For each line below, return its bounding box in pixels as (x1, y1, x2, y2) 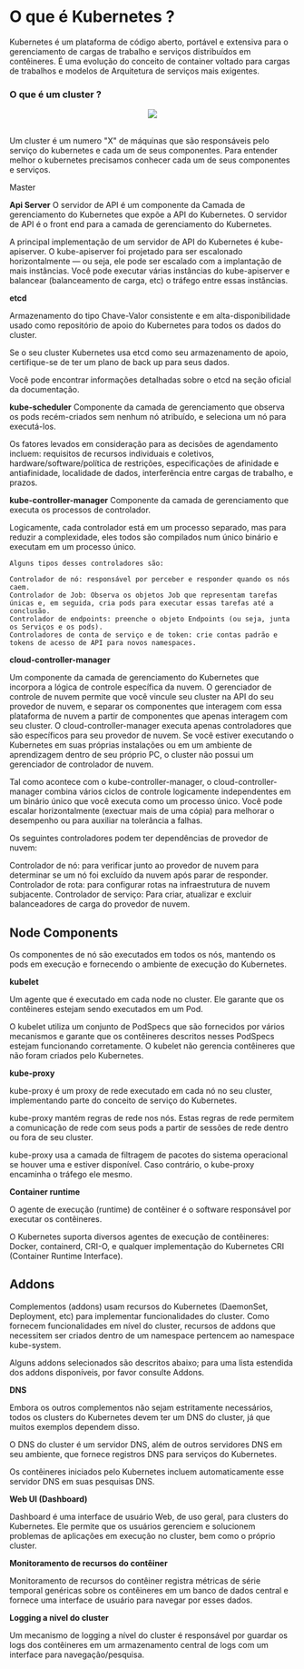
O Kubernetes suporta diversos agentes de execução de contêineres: (9, 1231, 270, 1242)
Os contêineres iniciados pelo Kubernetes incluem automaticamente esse (9, 1465, 284, 1477)
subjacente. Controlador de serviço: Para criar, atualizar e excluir (9, 889, 252, 900)
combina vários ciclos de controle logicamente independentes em (44, 786, 292, 797)
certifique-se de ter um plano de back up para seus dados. (9, 357, 230, 368)
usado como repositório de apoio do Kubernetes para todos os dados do (9, 320, 281, 331)
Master (9, 182, 36, 193)
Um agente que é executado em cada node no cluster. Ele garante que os (9, 994, 284, 1005)
